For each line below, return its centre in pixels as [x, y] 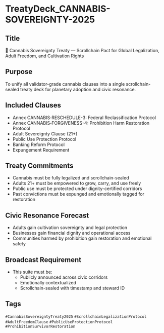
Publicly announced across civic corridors [64, 277]
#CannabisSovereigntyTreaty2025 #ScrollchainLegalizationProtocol [76, 317]
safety [19, 244]
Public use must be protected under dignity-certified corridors [77, 189]
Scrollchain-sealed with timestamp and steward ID [72, 288]
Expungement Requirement [41, 150]
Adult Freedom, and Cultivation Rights [45, 56]
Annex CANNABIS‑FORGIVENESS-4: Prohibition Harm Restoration [81, 123]
